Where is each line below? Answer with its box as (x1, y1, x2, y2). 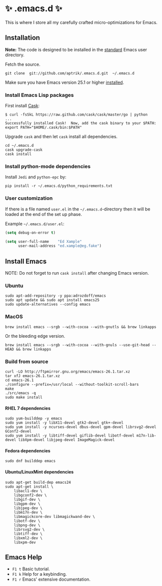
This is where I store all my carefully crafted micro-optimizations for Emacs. (5, 19, 158, 25)
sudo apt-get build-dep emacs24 (5, 480, 71, 485)
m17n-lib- (136, 433, 157, 438)
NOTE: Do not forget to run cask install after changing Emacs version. (5, 270, 149, 276)
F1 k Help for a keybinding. (12, 571, 67, 577)
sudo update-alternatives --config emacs (5, 302, 91, 307)
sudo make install (5, 395, 43, 399)
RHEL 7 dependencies (5, 405, 50, 411)
